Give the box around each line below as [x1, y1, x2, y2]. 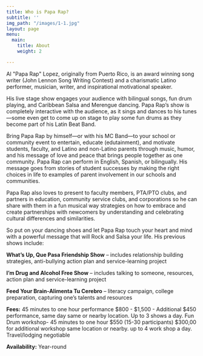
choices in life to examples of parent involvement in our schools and [6, 171, 176, 178]
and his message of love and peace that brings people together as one [6, 151, 183, 159]
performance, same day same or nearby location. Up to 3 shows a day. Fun [6, 312, 195, 319]
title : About [17, 43, 50, 49]
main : [12, 37, 26, 43]
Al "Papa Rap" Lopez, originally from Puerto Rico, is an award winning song [6, 70, 195, 77]
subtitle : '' [6, 15, 39, 21]
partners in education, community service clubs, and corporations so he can [6, 195, 198, 203]
